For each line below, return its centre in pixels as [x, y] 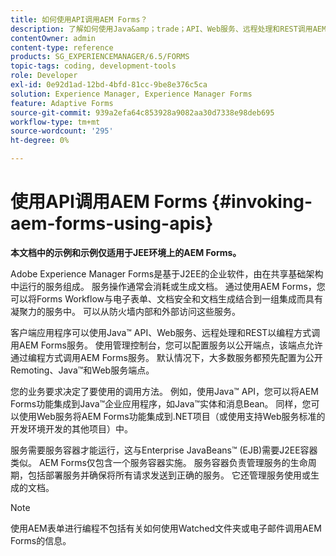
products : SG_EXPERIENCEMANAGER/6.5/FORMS [100, 57]
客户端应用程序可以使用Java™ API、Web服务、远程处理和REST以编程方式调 [165, 332]
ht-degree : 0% [40, 141]
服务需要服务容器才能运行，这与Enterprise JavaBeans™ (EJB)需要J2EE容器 [164, 450]
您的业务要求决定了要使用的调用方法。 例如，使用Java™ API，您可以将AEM [164, 391]
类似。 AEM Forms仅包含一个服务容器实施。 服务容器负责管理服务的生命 [159, 462]
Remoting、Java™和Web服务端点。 [82, 370]
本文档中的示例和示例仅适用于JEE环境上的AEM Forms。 [126, 252]
